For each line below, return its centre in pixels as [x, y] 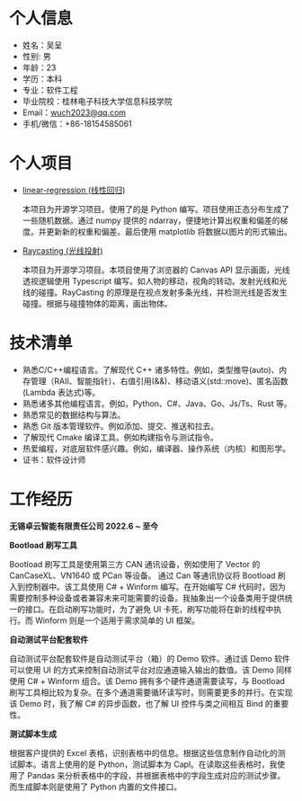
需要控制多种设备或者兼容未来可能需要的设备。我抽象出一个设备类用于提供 [147, 598]
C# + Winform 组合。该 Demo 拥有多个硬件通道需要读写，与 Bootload [156, 681]
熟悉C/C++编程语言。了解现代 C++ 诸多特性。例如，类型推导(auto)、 [151, 369]
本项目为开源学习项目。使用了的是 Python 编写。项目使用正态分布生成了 [156, 209]
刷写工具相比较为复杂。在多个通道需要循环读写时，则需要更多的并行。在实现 [151, 692]
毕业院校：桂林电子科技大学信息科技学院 [97, 101]
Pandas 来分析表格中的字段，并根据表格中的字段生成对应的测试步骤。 [156, 775]
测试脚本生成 [33, 734]
